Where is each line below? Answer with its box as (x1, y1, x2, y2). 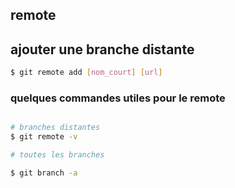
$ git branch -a (10, 168, 78, 178)
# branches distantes (10, 123, 101, 133)
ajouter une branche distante (10, 41, 195, 58)
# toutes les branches (10, 150, 105, 160)
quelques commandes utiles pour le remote (10, 91, 226, 105)
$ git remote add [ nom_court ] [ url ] (10, 68, 163, 78)
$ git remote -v (10, 132, 78, 142)
